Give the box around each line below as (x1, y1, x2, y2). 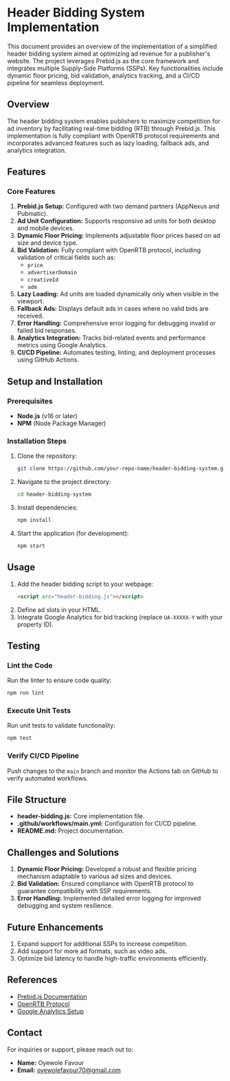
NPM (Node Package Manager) (16, 419, 106, 428)
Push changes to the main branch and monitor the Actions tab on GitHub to (7, 767, 218, 775)
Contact (7, 1027, 43, 1039)
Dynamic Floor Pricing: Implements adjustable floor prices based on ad (16, 232, 221, 240)
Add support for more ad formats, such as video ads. (16, 947, 168, 955)
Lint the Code (7, 660, 53, 670)
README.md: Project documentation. (16, 827, 125, 835)
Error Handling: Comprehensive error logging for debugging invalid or (16, 319, 216, 327)
